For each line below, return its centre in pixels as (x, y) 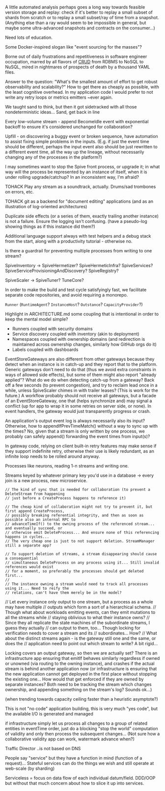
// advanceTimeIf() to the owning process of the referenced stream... (80, 524)
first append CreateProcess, (35, 511)
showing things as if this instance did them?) (50, 226)
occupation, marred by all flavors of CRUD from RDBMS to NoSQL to (74, 62)
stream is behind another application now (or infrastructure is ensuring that (81, 669)
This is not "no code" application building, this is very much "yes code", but (82, 709)
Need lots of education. (29, 37)
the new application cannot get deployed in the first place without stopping (81, 674)
